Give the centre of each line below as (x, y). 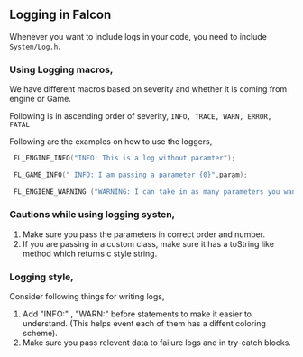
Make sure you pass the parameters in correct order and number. (144, 234)
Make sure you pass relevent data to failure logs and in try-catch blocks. (156, 343)
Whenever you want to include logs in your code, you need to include (138, 36)
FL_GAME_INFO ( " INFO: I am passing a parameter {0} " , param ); (130, 175)
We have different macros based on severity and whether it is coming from (148, 89)
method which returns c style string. (90, 253)
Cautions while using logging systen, (92, 215)
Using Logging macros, (61, 69)
